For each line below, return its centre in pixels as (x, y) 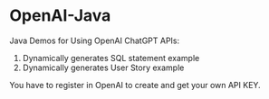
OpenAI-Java (60, 16)
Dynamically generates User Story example (103, 67)
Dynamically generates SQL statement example (111, 58)
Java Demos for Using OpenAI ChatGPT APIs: (95, 40)
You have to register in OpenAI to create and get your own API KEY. (135, 85)
